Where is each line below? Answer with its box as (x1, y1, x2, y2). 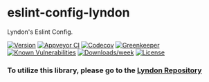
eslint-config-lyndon (7, 5, 130, 21)
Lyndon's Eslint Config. (7, 28, 73, 36)
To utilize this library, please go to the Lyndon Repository (7, 65, 202, 75)
